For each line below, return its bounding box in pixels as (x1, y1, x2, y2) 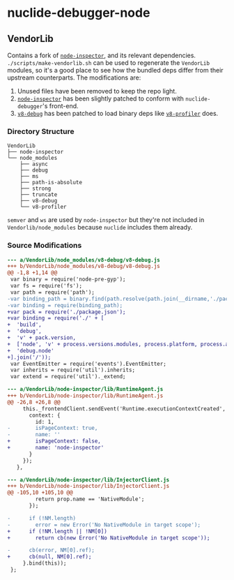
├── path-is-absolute (19, 179, 82, 186)
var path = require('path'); (10, 288, 95, 296)
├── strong (19, 185, 52, 193)
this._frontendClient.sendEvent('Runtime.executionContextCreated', (22, 405, 226, 412)
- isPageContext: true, (7, 424, 98, 432)
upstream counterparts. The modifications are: (7, 73, 141, 82)
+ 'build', (7, 321, 42, 329)
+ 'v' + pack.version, (7, 334, 77, 341)
